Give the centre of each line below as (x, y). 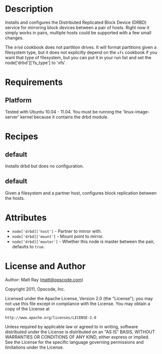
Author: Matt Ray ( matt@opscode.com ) (44, 279)
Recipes (22, 137)
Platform (18, 100)
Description (29, 9)
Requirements (34, 82)
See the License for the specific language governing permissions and (74, 342)
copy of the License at (27, 308)
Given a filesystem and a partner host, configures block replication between (81, 193)
